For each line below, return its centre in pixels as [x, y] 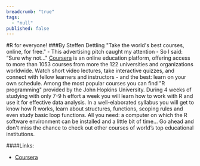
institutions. [20, 134]
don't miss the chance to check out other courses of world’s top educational [100, 128]
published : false [28, 28]
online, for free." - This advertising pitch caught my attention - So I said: [95, 52]
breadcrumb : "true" [30, 12]
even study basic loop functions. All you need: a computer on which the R [97, 115]
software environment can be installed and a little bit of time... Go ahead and [100, 122]
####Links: [20, 146]
